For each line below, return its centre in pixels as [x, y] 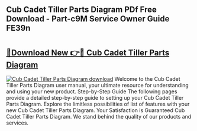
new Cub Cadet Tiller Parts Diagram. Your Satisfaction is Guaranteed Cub [96, 110]
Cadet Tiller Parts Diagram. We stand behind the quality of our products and [99, 117]
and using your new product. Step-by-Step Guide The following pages [92, 91]
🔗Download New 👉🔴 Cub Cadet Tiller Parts [88, 53]
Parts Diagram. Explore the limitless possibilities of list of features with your [98, 104]
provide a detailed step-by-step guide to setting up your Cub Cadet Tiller [95, 98]
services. [17, 123]
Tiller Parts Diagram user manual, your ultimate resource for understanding [98, 85]
